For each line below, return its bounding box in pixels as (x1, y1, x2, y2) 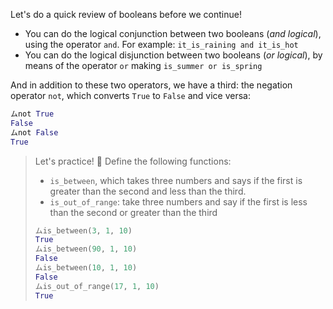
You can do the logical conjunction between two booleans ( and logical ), (24, 28, 322, 39)
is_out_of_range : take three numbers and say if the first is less (49, 195, 308, 208)
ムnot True (10, 109, 55, 119)
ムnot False (10, 127, 59, 138)
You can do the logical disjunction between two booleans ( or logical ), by (24, 49, 323, 61)
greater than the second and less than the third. (49, 185, 247, 197)
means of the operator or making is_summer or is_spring (24, 60, 263, 71)
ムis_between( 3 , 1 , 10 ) (34, 225, 133, 236)
